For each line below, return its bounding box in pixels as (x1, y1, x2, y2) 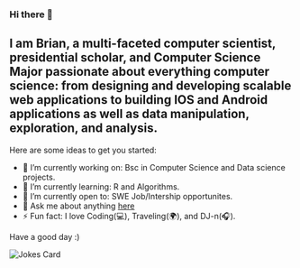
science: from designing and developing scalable (9, 79, 292, 94)
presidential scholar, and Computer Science (9, 50, 261, 66)
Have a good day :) (9, 231, 80, 242)
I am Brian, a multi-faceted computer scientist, (9, 36, 277, 51)
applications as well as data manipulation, (9, 106, 250, 122)
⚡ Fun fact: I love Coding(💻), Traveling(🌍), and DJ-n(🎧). (22, 210, 236, 221)
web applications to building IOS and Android (9, 92, 268, 107)
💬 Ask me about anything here (22, 200, 135, 211)
